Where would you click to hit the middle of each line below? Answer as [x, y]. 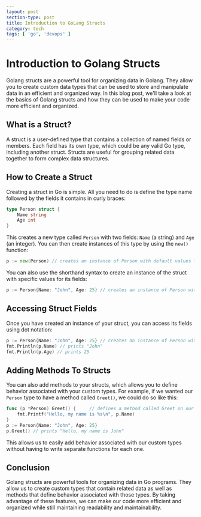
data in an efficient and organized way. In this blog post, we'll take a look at [99, 93]
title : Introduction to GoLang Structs [56, 23]
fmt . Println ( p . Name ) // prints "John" [54, 346]
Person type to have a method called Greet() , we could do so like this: [92, 398]
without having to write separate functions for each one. [75, 449]
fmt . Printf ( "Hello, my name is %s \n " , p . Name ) [76, 414]
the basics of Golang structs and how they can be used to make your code [98, 100]
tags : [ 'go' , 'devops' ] [38, 34]
